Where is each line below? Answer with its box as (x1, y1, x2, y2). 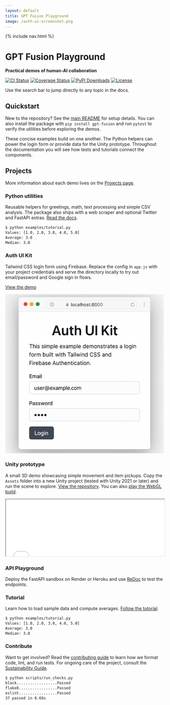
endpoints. (5, 581, 28, 588)
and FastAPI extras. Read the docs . (5, 215, 78, 221)
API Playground (5, 565, 44, 572)
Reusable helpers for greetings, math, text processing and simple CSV (5, 204, 151, 210)
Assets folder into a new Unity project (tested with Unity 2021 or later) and (5, 478, 158, 484)
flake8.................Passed (5, 685, 71, 690)
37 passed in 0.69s (5, 695, 46, 700)
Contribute (5, 643, 33, 650)
